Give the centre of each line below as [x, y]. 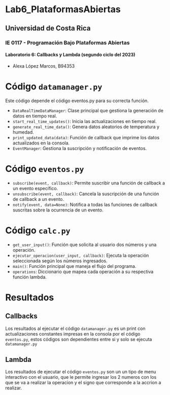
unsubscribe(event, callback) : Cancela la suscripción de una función [86, 194]
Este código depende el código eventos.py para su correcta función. [77, 101]
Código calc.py [38, 230]
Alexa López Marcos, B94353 [44, 66]
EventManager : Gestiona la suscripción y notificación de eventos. [80, 148]
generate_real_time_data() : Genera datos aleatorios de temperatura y [86, 127]
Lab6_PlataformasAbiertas [63, 9]
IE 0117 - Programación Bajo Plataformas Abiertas [67, 43]
